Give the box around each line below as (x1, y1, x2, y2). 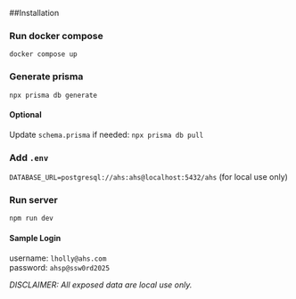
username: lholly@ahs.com (9, 253, 107, 263)
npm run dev (9, 214, 53, 223)
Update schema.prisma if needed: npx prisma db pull (9, 129, 204, 140)
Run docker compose (9, 29, 104, 42)
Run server (9, 194, 58, 206)
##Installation (9, 8, 60, 18)
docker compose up (9, 50, 78, 59)
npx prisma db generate (9, 91, 98, 100)
